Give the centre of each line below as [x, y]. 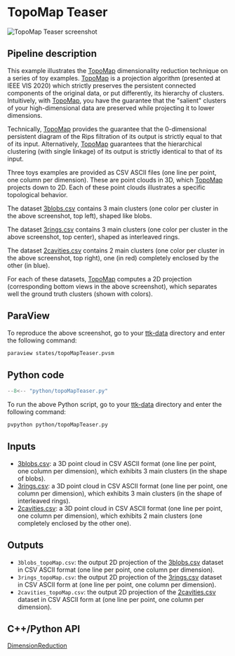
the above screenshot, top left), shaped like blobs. [80, 215]
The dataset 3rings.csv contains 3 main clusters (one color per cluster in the [117, 229]
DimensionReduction [38, 645]
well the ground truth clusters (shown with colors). [80, 294]
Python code [36, 375]
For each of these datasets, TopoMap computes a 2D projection [100, 279]
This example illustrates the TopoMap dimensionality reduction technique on [117, 70]
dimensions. [25, 115]
